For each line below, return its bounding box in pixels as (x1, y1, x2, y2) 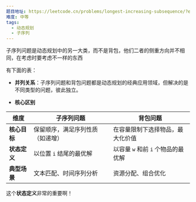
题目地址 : (6, 8, 26, 15)
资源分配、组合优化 (113, 169, 166, 177)
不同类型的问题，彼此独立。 (14, 86, 82, 93)
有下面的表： (6, 67, 37, 74)
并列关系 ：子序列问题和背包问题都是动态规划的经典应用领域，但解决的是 (14, 79, 188, 86)
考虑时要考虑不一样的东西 (21, 54, 83, 61)
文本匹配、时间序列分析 (33, 169, 98, 177)
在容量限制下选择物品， (113, 126, 178, 134)
